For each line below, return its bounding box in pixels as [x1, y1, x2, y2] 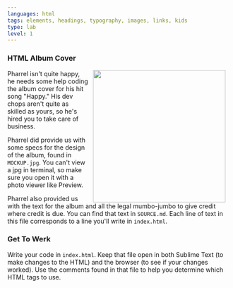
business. [7, 121, 35, 131]
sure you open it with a [7, 173, 74, 181]
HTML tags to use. [7, 272, 61, 281]
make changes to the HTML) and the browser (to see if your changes [7, 258, 208, 266]
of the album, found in [7, 150, 72, 159]
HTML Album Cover [7, 54, 76, 64]
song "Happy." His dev [7, 92, 73, 100]
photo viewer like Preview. [7, 181, 83, 189]
